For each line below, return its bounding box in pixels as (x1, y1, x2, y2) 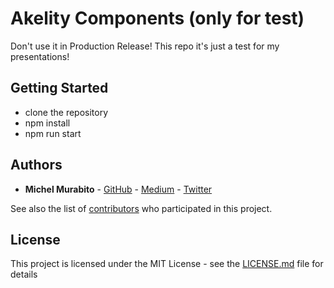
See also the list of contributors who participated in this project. (10, 202, 273, 214)
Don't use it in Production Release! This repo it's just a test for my (10, 40, 280, 52)
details (10, 268, 38, 281)
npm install (24, 117, 71, 129)
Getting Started (10, 80, 109, 97)
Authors (10, 157, 63, 174)
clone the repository (24, 106, 109, 118)
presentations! (10, 50, 70, 62)
